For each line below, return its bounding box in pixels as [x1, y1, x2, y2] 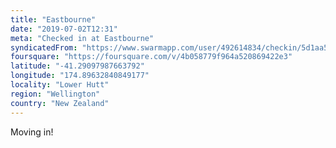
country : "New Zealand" [10, 98, 110, 108]
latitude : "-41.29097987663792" [10, 61, 145, 71]
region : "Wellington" [10, 89, 101, 99]
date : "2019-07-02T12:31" [10, 24, 118, 34]
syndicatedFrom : [10, 42, 78, 53]
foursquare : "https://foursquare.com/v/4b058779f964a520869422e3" [10, 52, 293, 62]
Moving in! [10, 126, 54, 138]
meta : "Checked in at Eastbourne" [10, 33, 155, 43]
